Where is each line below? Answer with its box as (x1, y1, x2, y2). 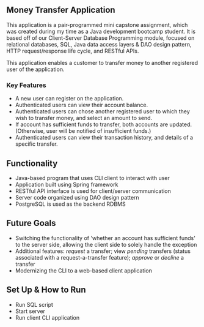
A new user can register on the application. (15, 95, 124, 102)
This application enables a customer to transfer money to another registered (6, 59, 199, 66)
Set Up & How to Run (6, 285, 86, 295)
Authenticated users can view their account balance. (15, 101, 148, 109)
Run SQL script (15, 301, 54, 308)
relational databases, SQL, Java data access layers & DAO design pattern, (6, 40, 192, 48)
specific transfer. (15, 140, 58, 148)
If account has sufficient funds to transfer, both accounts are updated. (15, 121, 192, 128)
